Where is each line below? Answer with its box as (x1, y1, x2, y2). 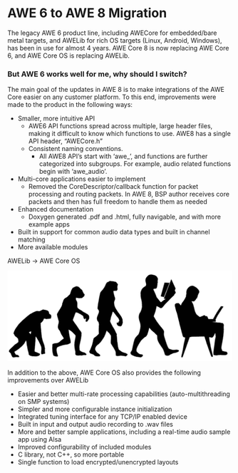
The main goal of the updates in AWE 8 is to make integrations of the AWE (7, 85, 224, 94)
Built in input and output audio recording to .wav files (17, 420, 173, 428)
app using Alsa (17, 435, 62, 443)
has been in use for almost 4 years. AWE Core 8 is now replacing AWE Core (7, 43, 229, 52)
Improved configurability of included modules (17, 442, 152, 451)
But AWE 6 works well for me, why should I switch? (7, 69, 187, 79)
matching (17, 235, 46, 244)
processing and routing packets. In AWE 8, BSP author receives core (28, 190, 230, 199)
